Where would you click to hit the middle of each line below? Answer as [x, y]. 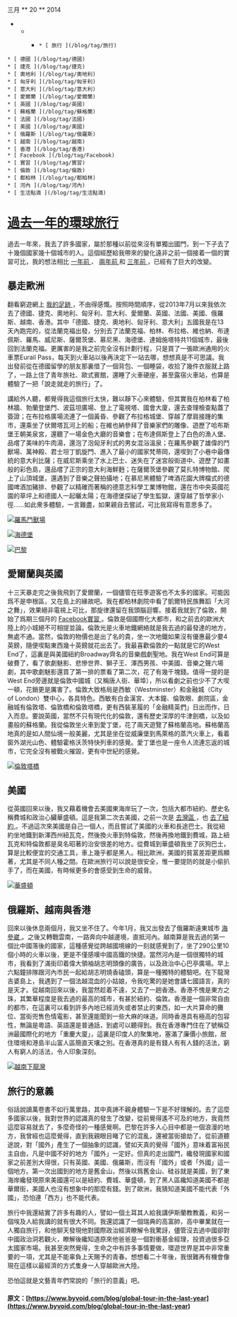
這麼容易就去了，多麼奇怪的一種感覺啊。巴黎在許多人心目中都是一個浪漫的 [115, 1127]
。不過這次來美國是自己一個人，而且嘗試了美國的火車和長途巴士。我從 [117, 826]
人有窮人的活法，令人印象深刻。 [54, 1052]
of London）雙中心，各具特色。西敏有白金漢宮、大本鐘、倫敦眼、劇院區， [115, 698]
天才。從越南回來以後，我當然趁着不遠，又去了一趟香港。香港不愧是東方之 [121, 990]
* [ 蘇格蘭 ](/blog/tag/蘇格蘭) [52, 112]
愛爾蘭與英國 [35, 574]
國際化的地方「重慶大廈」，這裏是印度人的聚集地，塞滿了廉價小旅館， [120, 1034]
